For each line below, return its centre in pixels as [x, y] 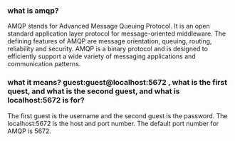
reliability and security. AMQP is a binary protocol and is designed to [108, 49]
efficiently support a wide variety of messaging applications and [101, 56]
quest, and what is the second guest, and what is [94, 91]
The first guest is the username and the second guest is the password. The [117, 115]
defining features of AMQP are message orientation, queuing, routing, [110, 41]
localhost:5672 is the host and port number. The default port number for [113, 123]
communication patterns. [44, 64]
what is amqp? [33, 11]
